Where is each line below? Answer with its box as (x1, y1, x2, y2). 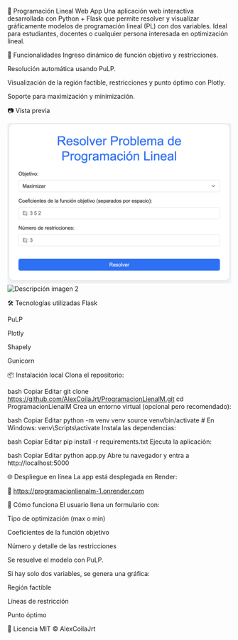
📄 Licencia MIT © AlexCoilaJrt (7, 624, 96, 633)
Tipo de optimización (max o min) (7, 514, 106, 523)
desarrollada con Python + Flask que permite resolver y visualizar (7, 14, 200, 23)
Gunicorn (7, 356, 35, 366)
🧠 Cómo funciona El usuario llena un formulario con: (7, 501, 160, 509)
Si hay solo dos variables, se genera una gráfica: (7, 570, 151, 578)
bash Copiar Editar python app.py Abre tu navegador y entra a (7, 452, 190, 460)
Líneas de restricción (7, 597, 69, 606)
